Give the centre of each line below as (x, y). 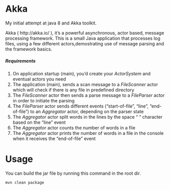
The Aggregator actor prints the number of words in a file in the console (88, 133)
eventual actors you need (39, 79)
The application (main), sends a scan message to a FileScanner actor (85, 84)
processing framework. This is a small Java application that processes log (83, 38)
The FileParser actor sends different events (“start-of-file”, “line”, (80, 106)
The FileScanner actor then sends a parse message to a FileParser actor (89, 95)
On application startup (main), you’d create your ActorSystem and (82, 73)
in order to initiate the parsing (44, 100)
